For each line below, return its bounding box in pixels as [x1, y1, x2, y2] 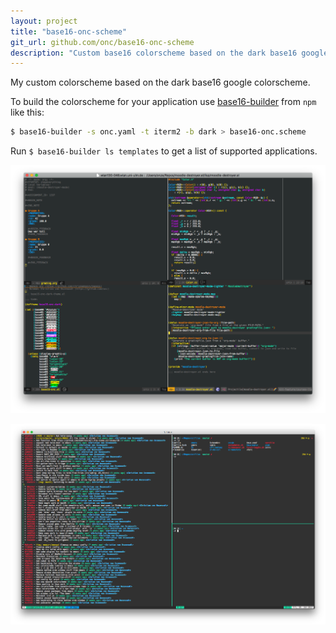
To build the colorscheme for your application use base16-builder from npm [10, 96, 317, 108]
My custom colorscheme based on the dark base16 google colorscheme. [10, 76, 311, 89]
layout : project [10, 16, 78, 26]
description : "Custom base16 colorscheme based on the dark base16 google [10, 48, 329, 58]
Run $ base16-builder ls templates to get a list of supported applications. [10, 145, 318, 157]
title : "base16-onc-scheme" [10, 26, 128, 37]
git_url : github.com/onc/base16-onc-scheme [10, 37, 195, 47]
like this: [10, 106, 45, 119]
